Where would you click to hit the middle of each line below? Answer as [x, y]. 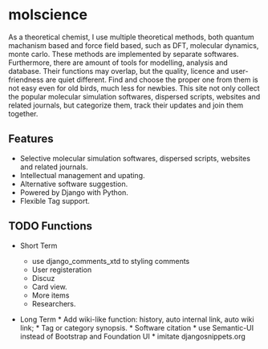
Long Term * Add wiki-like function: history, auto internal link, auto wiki [137, 319]
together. [23, 113]
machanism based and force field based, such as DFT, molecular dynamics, [134, 45]
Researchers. [54, 303]
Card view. [49, 286]
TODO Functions [51, 226]
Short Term [39, 246]
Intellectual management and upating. [82, 175]
